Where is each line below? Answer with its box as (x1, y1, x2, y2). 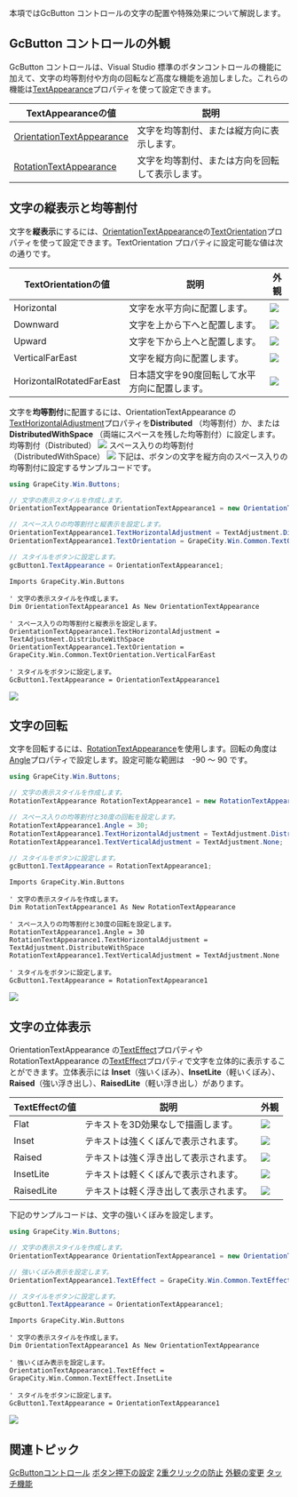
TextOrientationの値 (24, 278, 111, 291)
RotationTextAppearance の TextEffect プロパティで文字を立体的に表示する (9, 1056, 278, 1067)
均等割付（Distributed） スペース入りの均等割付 (9, 439, 194, 451)
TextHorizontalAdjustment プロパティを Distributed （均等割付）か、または (9, 417, 281, 428)
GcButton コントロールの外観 (9, 36, 170, 52)
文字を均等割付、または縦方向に (137, 124, 271, 136)
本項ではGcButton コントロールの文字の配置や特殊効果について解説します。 (9, 8, 286, 18)
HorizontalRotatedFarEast (13, 374, 122, 387)
